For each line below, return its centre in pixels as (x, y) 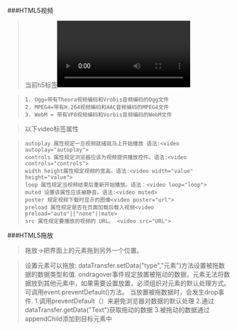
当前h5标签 (41, 85)
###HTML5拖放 (30, 235)
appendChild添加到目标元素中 (68, 319)
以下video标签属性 (52, 129)
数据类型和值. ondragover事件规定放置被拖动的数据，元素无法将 (131, 274)
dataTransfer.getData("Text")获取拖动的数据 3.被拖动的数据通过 (117, 310)
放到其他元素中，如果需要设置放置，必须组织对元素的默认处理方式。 (131, 283)
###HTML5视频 (30, 10)
